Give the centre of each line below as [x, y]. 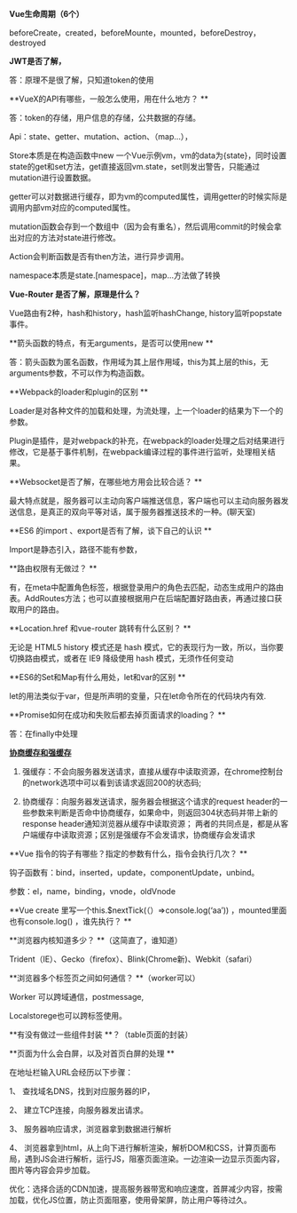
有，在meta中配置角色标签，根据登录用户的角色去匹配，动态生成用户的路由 [146, 587]
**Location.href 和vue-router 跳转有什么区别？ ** [100, 628]
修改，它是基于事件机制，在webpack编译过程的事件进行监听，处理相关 [139, 452]
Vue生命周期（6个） [47, 14]
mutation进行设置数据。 [52, 178]
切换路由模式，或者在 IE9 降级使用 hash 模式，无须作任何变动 [121, 658]
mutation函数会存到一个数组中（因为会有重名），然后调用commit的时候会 [142, 226]
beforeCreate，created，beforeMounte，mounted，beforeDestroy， [135, 33]
